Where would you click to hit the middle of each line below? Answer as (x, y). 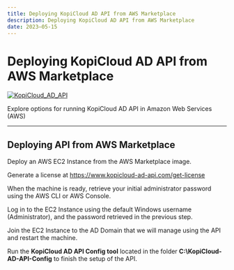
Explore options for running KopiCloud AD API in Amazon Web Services (110, 109)
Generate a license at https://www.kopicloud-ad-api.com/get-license (106, 175)
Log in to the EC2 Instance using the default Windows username (100, 209)
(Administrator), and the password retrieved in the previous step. (100, 217)
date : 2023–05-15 (32, 27)
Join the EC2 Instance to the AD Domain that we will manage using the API (114, 230)
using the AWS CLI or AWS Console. (59, 196)
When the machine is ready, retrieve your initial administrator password (109, 188)
